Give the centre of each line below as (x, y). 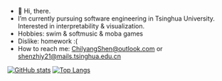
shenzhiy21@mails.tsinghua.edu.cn (69, 56)
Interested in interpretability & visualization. (81, 26)
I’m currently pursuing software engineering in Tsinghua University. (116, 18)
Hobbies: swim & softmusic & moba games (80, 33)
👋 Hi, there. (34, 11)
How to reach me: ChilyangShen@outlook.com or (90, 49)
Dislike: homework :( (48, 41)
